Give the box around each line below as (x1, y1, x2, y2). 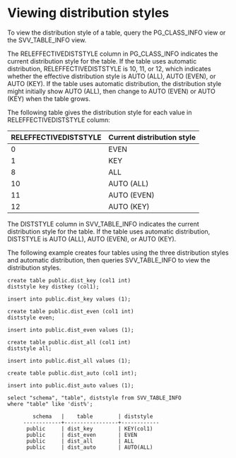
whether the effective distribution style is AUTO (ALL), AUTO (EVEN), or (7, 72, 216, 80)
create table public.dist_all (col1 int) (7, 339, 131, 346)
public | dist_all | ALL (25, 438, 134, 445)
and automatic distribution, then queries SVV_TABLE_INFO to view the (7, 255, 211, 264)
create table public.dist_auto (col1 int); (7, 369, 138, 377)
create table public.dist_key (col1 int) (7, 277, 131, 284)
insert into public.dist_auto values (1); (7, 382, 134, 389)
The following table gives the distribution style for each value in (7, 108, 192, 116)
